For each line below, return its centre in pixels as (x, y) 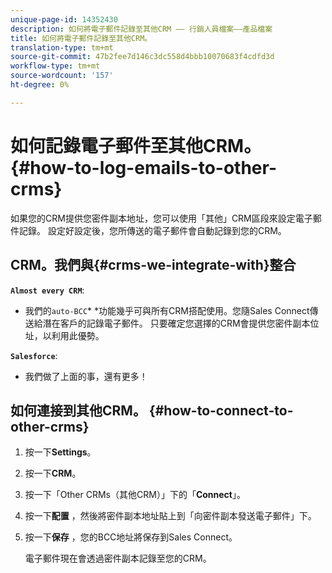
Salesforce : (34, 355)
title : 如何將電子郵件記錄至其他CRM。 (81, 38)
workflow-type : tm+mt (55, 66)
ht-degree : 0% (40, 85)
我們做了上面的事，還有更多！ (86, 376)
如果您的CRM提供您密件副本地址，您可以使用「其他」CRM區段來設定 (153, 218)
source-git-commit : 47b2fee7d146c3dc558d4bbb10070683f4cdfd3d (142, 57)
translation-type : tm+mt (62, 47)
